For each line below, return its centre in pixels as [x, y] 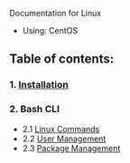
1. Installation [39, 85]
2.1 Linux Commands [61, 129]
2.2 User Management [64, 139]
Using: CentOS [50, 30]
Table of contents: [62, 59]
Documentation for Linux [56, 13]
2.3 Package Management [71, 148]
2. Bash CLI [35, 110]
